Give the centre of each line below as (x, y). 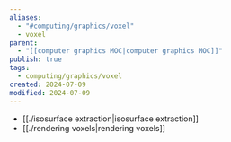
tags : (19, 68)
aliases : (26, 18)
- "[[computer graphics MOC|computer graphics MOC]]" (120, 51)
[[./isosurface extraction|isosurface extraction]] (111, 119)
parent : (24, 43)
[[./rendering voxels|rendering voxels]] (94, 128)
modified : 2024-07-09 (50, 93)
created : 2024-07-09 (48, 84)
